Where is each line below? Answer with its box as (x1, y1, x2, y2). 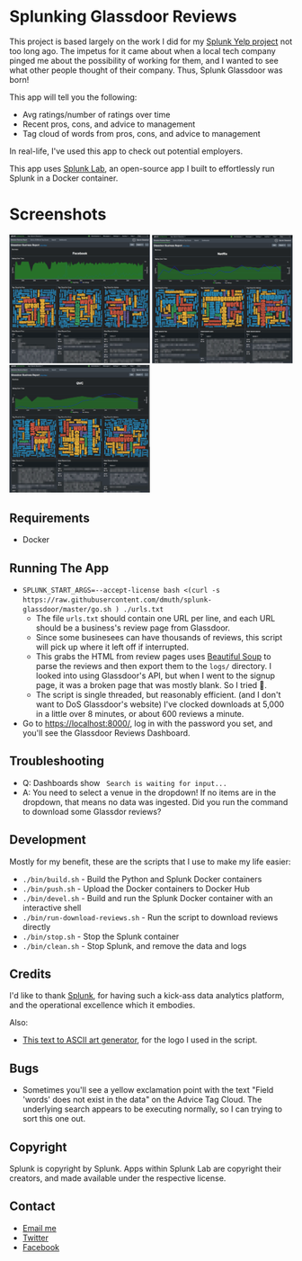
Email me (22, 1222, 57, 1233)
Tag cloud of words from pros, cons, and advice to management (22, 128, 261, 139)
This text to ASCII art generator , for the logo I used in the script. (22, 1034, 258, 1045)
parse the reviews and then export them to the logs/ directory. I (35, 661, 272, 672)
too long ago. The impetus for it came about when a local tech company (9, 45, 276, 56)
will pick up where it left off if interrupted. (35, 641, 189, 653)
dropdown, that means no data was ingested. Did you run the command (22, 796, 289, 807)
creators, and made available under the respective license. (9, 1173, 226, 1184)
